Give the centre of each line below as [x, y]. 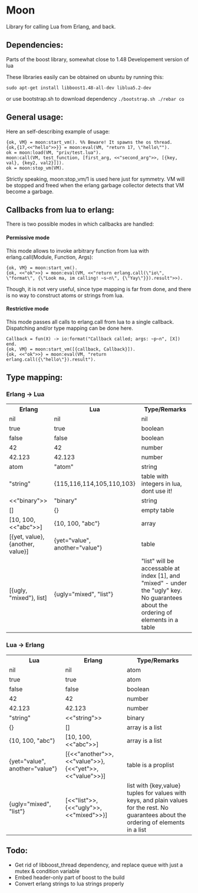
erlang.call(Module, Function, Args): [49, 257]
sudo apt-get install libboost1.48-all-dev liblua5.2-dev [79, 88]
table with [155, 477]
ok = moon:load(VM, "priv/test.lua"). [54, 153]
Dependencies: [35, 45]
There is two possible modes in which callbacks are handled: [80, 224]
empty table [158, 510]
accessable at [160, 568]
